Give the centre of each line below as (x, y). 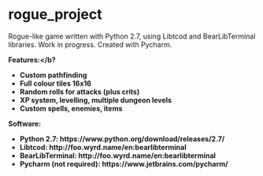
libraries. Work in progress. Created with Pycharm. (90, 44)
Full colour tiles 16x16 (56, 83)
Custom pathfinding (53, 75)
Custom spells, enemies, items (71, 108)
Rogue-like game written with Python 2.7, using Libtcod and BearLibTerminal (132, 36)
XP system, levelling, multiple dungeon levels (95, 100)
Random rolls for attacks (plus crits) (80, 91)
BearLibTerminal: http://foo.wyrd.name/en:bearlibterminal (118, 156)
